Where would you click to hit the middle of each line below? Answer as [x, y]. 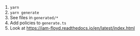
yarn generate [24, 13]
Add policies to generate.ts [38, 23]
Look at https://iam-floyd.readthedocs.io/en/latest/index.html [72, 28]
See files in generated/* [34, 18]
